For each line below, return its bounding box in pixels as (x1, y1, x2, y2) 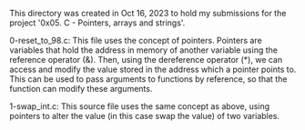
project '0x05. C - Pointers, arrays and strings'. (9, 17, 186, 28)
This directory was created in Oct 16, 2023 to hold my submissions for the (9, 8, 287, 18)
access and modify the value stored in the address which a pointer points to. (9, 64, 297, 75)
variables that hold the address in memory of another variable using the (9, 45, 278, 55)
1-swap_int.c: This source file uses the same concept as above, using (9, 101, 270, 112)
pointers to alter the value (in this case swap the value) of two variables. (9, 111, 280, 121)
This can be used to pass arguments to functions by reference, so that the (9, 74, 288, 85)
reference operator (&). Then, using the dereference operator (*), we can (9, 55, 283, 65)
